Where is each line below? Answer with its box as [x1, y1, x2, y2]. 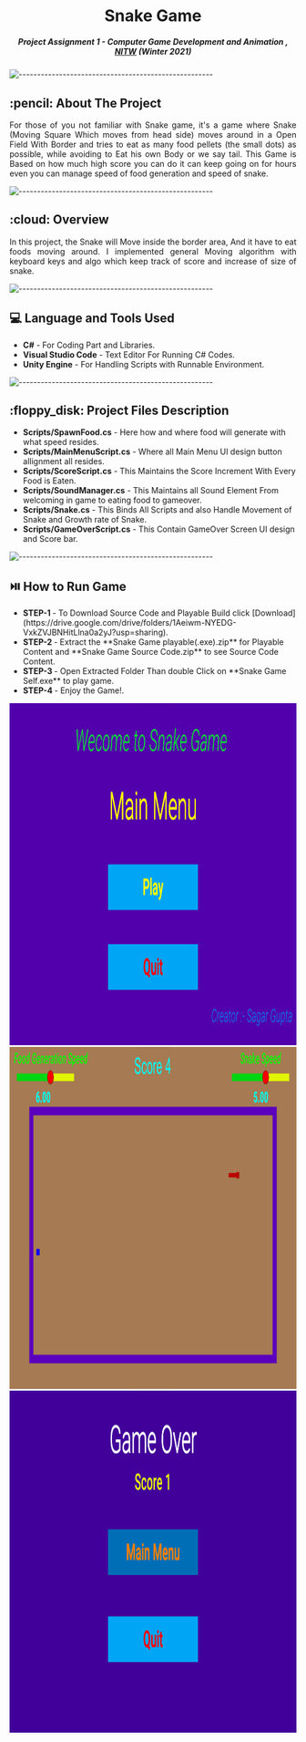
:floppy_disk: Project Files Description [9, 402, 229, 418]
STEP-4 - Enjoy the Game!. [22, 685, 125, 696]
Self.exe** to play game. [22, 676, 115, 687]
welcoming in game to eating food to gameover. [22, 494, 202, 506]
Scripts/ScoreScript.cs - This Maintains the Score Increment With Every [22, 466, 296, 477]
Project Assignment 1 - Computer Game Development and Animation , [17, 36, 289, 47]
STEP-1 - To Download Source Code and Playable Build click [22, 607, 250, 618]
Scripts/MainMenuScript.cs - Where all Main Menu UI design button [22, 446, 282, 457]
